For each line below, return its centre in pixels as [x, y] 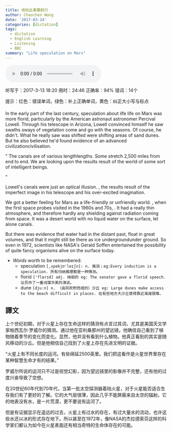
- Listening [23, 44]
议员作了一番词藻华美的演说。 [47, 283]
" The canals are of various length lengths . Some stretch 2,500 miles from [83, 156]
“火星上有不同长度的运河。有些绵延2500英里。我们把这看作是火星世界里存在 [86, 354]
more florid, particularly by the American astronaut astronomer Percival [80, 119]
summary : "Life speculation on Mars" [46, 53]
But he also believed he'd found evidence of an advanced [66, 140]
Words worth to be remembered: [47, 260]
